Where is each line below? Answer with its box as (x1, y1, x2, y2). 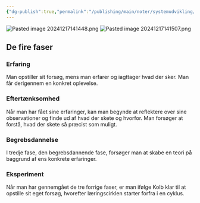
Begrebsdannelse (6, 135, 58, 144)
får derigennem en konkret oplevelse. (6, 80, 98, 87)
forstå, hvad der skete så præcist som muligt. (6, 120, 117, 128)
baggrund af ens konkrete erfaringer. (6, 155, 97, 162)
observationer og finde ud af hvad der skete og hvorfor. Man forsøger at (6, 114, 183, 122)
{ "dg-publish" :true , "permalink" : (6, 8, 89, 15)
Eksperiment (6, 170, 44, 178)
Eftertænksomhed (6, 94, 60, 103)
